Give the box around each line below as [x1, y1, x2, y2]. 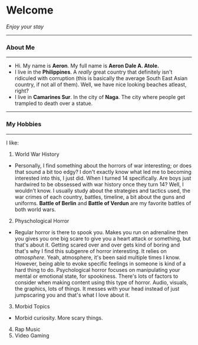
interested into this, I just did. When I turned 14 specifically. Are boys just [14, 175, 192, 182]
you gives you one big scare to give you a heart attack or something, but [14, 235, 191, 242]
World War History [14, 150, 60, 157]
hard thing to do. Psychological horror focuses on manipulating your [14, 266, 180, 273]
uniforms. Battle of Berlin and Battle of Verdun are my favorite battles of [14, 199, 192, 206]
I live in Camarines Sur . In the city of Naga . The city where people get [14, 94, 186, 101]
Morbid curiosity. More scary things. [14, 314, 103, 321]
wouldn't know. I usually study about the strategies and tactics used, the [14, 187, 190, 194]
